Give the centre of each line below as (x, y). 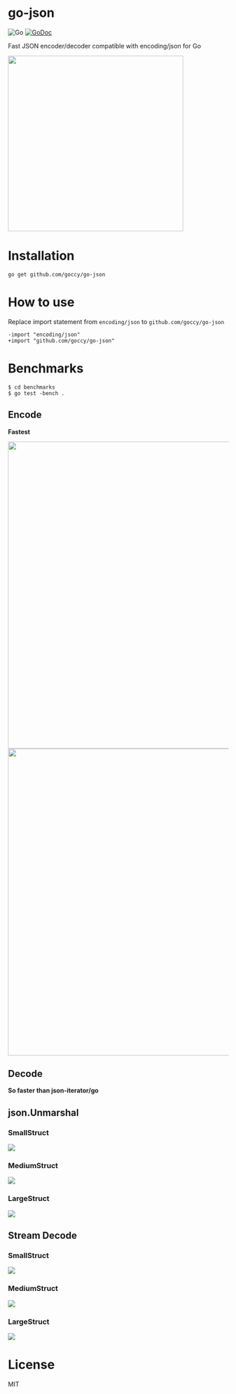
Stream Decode (43, 1236)
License (32, 1365)
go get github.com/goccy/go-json (57, 274)
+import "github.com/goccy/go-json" (61, 341)
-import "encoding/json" (44, 335)
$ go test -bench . (36, 393)
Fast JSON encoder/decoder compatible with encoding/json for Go (105, 46)
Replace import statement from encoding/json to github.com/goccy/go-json (116, 321)
